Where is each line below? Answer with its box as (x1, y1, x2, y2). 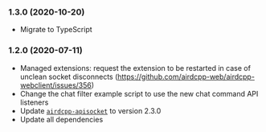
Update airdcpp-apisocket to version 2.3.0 (19, 105, 162, 115)
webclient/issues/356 (19, 80, 92, 90)
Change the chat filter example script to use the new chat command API (19, 89, 259, 98)
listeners (19, 97, 49, 107)
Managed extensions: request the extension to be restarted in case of (19, 63, 252, 72)
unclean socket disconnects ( (19, 72, 118, 81)
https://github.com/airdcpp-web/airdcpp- (117, 72, 256, 81)
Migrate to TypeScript (19, 25, 92, 35)
